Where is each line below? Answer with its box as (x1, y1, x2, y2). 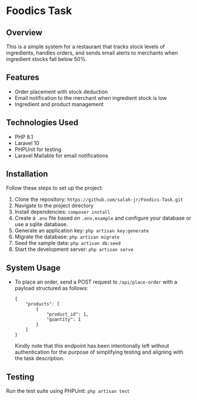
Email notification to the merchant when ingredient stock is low (14, 94, 167, 101)
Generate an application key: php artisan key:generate (14, 227, 149, 234)
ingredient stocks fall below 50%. (6, 56, 87, 62)
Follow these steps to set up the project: (6, 184, 103, 191)
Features (6, 72, 39, 83)
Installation (6, 169, 48, 179)
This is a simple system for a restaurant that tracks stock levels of (6, 43, 165, 50)
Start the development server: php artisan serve (14, 246, 133, 253)
